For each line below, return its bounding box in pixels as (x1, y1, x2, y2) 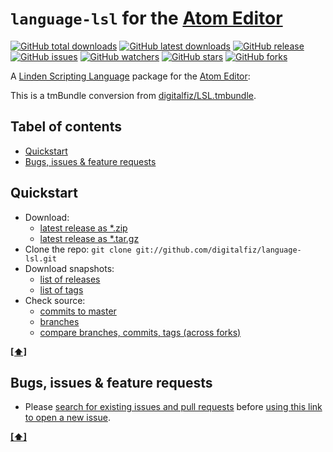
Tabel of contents (10, 118, 122, 136)
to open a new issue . (24, 412, 111, 424)
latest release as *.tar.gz (39, 232, 140, 244)
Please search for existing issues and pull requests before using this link (24, 401, 323, 413)
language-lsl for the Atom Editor (10, 7, 283, 30)
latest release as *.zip (39, 222, 128, 234)
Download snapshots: (24, 262, 115, 274)
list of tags (39, 283, 84, 296)
